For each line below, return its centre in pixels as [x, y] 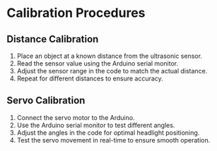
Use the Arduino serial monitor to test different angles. [96, 125]
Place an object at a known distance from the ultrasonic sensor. [110, 56]
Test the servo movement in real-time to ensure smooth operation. [113, 140]
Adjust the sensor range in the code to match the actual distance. [112, 71]
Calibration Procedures [76, 13]
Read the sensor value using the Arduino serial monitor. [97, 64]
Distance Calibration [53, 39]
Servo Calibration [46, 101]
